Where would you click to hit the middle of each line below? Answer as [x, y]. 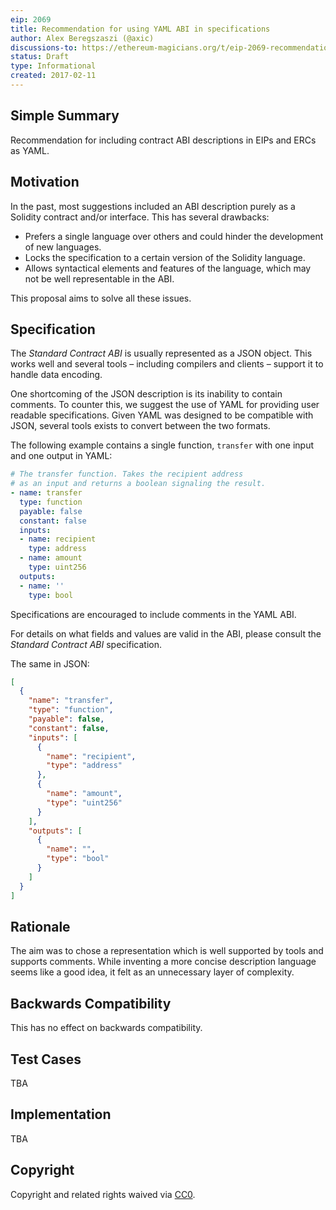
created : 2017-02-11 [53, 76]
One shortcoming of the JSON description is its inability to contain [146, 394]
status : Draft [40, 57]
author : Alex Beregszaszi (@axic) [82, 38]
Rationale [40, 926]
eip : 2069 [31, 19]
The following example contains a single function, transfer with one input [162, 445]
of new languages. [63, 247]
